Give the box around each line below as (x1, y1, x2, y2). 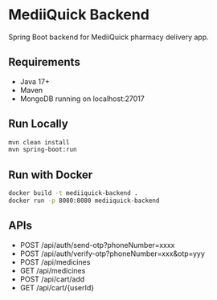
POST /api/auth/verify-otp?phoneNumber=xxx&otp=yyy (19, 249, 205, 258)
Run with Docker (8, 168, 93, 181)
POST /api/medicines (19, 257, 91, 266)
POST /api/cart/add (19, 274, 85, 284)
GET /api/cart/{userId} (19, 282, 95, 292)
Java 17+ (19, 76, 50, 86)
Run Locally (8, 117, 68, 131)
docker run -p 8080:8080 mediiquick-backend (8, 197, 160, 205)
